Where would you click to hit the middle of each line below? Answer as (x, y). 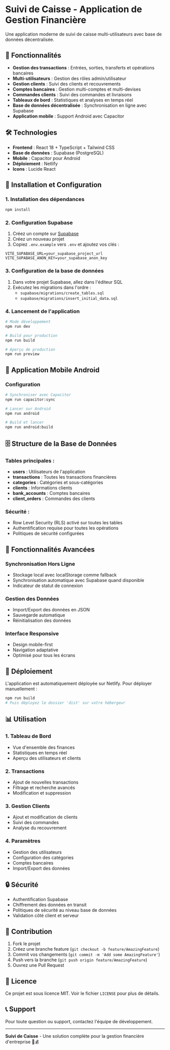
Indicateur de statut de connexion (48, 586)
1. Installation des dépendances (45, 199)
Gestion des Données (32, 599)
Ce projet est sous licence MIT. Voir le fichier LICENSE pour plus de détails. (82, 993)
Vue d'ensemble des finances (44, 747)
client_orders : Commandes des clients (54, 498)
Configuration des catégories (43, 858)
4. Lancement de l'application (42, 311)
